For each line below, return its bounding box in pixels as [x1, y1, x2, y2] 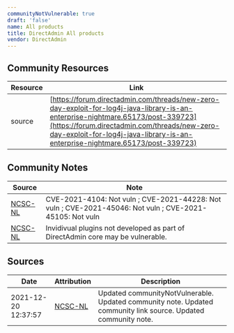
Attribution [54, 276, 92, 286]
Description [141, 276, 181, 286]
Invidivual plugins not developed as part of [45, 223, 185, 232]
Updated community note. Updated [97, 297, 214, 306]
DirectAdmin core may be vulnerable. [45, 232, 167, 242]
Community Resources [7, 62, 109, 74]
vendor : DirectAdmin [7, 36, 68, 43]
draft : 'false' [7, 17, 52, 24]
